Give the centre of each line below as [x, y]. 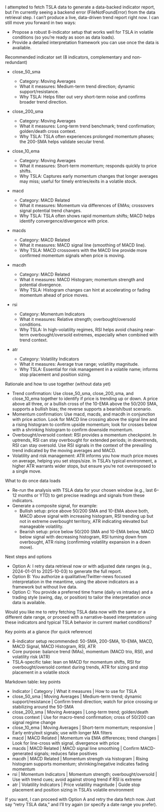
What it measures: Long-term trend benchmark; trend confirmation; [87, 126]
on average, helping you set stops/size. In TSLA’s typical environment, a [84, 461]
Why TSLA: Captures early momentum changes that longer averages [89, 176]
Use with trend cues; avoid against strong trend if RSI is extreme [77, 779]
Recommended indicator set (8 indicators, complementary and [68, 57]
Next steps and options [29, 557]
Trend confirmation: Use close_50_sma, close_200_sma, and [73, 393]
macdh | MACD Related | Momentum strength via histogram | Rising [80, 759]
